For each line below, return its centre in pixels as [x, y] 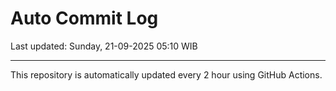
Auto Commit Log [84, 18]
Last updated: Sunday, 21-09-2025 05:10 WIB [104, 46]
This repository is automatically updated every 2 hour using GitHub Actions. [166, 74]
